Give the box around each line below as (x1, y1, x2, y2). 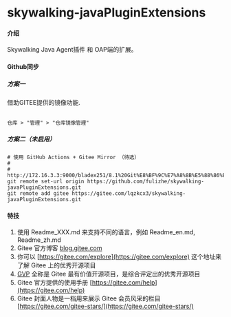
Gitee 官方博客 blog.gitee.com (16, 244, 102, 252)
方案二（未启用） (7, 134, 56, 143)
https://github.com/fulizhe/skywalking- (87, 178, 205, 185)
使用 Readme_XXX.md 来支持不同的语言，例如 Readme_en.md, (16, 228, 196, 236)
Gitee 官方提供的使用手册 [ (16, 278, 93, 287)
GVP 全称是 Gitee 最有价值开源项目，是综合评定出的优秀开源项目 (16, 270, 201, 278)
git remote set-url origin (7, 178, 85, 185)
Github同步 (7, 62, 39, 70)
